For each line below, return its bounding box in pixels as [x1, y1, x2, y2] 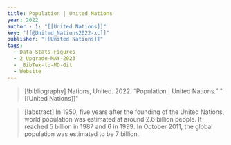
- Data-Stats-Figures [13, 49, 76, 56]
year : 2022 [7, 17, 39, 23]
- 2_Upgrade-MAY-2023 [13, 55, 76, 62]
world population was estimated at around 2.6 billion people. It [24, 115, 202, 123]
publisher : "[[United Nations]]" [7, 36, 104, 43]
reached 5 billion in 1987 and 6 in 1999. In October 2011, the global [24, 122, 213, 130]
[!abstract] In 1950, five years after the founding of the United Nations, [24, 108, 225, 116]
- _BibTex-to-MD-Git [13, 61, 73, 68]
